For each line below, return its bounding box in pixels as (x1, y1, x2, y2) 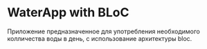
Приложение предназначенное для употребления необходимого (7, 27, 201, 35)
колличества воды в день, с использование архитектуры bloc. (7, 34, 192, 42)
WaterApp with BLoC (7, 5, 129, 20)
